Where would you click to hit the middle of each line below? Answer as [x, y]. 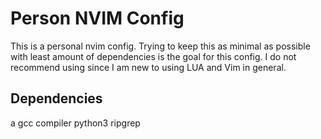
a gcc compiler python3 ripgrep [75, 123]
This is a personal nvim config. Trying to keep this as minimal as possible [160, 46]
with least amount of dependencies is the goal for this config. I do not [153, 56]
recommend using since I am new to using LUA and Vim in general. [148, 67]
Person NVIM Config [97, 18]
